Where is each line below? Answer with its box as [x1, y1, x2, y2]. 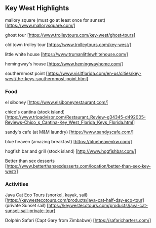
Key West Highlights [5, 4, 69, 12]
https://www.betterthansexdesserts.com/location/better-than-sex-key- [6, 163, 151, 169]
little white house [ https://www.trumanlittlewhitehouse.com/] [5, 51, 128, 57]
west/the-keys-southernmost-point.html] [5, 75, 89, 81]
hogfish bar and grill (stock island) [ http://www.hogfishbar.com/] [5, 148, 137, 154]
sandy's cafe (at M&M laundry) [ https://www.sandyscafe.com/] [5, 129, 134, 135]
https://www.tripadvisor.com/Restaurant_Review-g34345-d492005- [6, 114, 146, 120]
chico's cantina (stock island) [5, 109, 65, 115]
